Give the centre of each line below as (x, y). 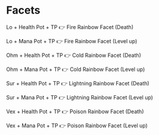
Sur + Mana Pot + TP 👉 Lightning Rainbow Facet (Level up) (80, 97)
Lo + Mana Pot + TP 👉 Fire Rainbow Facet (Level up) (72, 41)
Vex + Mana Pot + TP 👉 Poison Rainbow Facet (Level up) (77, 126)
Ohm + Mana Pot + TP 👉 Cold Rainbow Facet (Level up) (76, 69)
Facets (23, 10)
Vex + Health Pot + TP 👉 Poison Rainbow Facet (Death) (75, 111)
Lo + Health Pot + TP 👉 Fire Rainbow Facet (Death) (70, 27)
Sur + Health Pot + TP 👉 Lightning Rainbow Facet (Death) (78, 83)
